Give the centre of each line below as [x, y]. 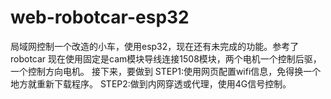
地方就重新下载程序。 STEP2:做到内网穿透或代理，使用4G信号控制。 [151, 83]
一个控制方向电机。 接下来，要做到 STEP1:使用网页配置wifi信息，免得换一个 [166, 71]
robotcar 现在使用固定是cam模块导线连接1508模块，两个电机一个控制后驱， [166, 58]
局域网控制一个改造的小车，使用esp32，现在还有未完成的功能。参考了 [155, 46]
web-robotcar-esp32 [100, 17]
